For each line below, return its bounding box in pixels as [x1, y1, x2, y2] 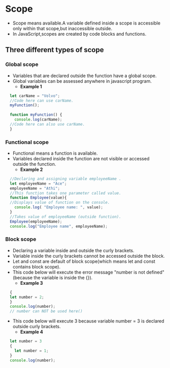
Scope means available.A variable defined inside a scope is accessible [12, 20, 161, 26]
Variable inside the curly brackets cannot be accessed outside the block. [12, 253, 165, 259]
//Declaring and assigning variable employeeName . [10, 176, 122, 181]
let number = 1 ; [14, 348, 49, 353]
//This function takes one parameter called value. [10, 190, 122, 195]
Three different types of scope [5, 45, 104, 54]
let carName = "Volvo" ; [10, 93, 60, 99]
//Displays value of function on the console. [10, 200, 110, 205]
